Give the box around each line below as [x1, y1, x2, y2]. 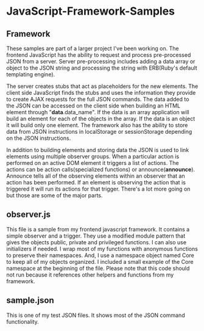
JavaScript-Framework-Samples [6, 4, 175, 18]
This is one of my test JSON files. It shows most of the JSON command [6, 311, 185, 319]
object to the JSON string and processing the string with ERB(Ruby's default [6, 64, 198, 71]
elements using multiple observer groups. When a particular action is [6, 153, 180, 160]
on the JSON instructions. [6, 134, 71, 142]
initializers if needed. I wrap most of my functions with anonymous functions [6, 245, 198, 252]
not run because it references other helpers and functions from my [6, 271, 174, 278]
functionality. [6, 318, 40, 325]
